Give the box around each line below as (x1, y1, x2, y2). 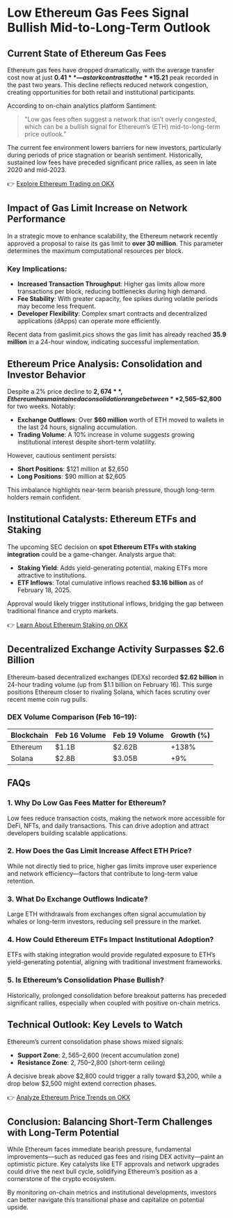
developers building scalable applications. (7, 828, 128, 837)
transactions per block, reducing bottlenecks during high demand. (17, 287, 207, 295)
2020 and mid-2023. (7, 166, 67, 174)
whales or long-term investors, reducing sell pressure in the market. (7, 918, 202, 926)
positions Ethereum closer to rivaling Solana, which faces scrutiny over (7, 688, 211, 696)
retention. (7, 877, 35, 885)
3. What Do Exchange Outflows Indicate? (7, 894, 148, 904)
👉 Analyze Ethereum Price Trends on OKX (7, 1093, 131, 1102)
